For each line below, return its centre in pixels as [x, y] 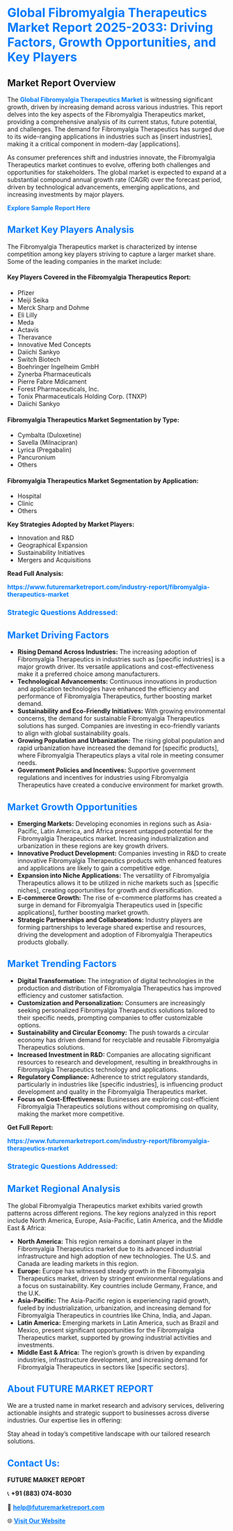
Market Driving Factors [58, 635]
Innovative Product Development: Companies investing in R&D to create [122, 853]
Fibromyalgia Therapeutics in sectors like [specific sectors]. [103, 1367]
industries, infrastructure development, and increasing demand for [113, 1360]
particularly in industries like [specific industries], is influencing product [120, 1084]
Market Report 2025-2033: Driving [110, 28]
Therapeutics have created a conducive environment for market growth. [120, 785]
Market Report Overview [62, 83]
